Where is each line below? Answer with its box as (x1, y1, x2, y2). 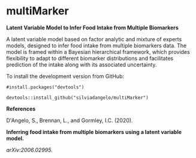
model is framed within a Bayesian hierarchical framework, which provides (6, 48, 190, 55)
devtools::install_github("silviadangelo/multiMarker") (6, 95, 149, 101)
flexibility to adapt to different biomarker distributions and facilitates (6, 54, 174, 62)
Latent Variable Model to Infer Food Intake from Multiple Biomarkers (6, 24, 179, 31)
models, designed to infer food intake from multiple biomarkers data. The (6, 42, 187, 49)
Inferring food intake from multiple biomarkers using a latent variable (6, 128, 182, 135)
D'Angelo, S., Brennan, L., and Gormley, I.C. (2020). (6, 117, 133, 124)
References (6, 105, 36, 112)
